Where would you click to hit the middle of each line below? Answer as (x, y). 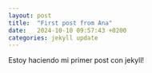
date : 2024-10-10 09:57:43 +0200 (68, 30)
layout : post (30, 15)
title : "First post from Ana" (60, 23)
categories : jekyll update (53, 38)
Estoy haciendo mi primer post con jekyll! (76, 60)
